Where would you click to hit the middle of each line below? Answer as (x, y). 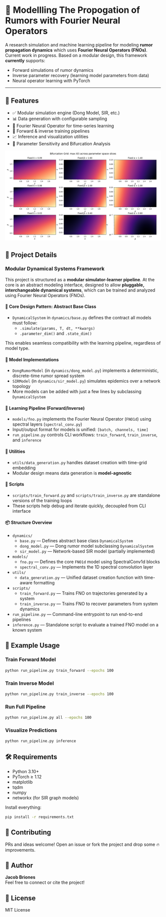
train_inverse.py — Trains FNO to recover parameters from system (89, 604)
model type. (17, 348)
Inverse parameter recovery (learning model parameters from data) (81, 75)
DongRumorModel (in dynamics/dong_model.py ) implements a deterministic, (85, 371)
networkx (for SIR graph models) (45, 797)
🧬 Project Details (31, 255)
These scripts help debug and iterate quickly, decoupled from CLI (79, 506)
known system (27, 630)
